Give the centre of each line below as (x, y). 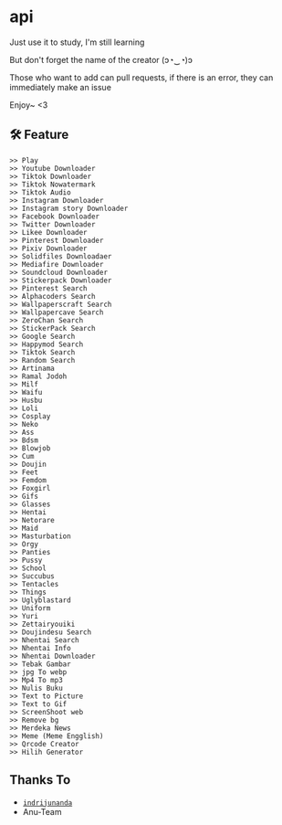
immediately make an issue (61, 87)
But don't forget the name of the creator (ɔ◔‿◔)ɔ (101, 59)
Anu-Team (42, 811)
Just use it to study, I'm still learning (77, 42)
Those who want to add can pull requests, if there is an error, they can (141, 77)
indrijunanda (47, 803)
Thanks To (40, 780)
